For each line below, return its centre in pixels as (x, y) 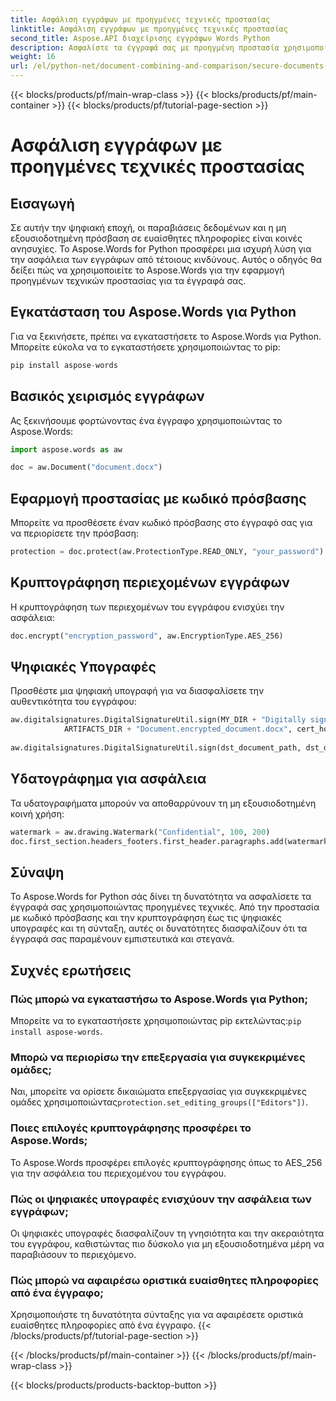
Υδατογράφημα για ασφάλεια (108, 779)
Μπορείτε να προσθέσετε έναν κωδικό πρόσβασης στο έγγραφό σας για (161, 523)
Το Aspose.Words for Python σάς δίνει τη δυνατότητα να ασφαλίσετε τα (161, 897)
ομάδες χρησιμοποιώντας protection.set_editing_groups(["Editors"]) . (159, 1102)
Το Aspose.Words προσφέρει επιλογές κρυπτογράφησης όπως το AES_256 (166, 1162)
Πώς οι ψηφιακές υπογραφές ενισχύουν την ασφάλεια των (161, 1199)
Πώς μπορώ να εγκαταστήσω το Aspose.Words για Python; (159, 999)
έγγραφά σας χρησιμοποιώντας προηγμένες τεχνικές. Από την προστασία (165, 907)
